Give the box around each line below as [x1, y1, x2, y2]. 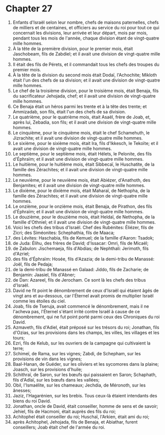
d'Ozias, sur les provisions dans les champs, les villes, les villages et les [12, 330, 160, 336]
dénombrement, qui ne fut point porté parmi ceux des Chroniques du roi [12, 314, 160, 320]
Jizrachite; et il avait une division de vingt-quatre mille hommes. [12, 135, 143, 141]
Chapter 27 [5, 3, 52, 14]
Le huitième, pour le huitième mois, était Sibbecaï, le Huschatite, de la [12, 161, 155, 167]
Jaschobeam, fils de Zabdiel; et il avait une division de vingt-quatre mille [12, 50, 160, 57]
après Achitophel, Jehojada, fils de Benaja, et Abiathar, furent [12, 419, 138, 425]
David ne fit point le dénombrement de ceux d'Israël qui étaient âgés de [12, 288, 159, 293]
